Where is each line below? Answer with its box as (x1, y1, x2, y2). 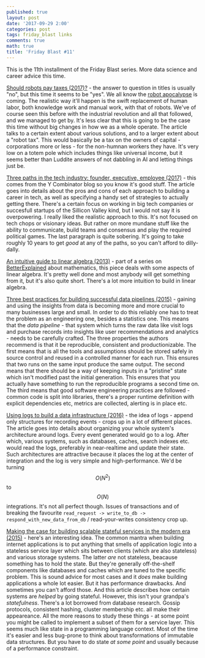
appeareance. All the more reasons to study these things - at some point (6, 612, 190, 619)
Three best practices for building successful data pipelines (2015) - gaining (6, 295, 196, 303)
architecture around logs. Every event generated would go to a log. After (6, 431, 189, 438)
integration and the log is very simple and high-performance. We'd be (6, 457, 182, 464)
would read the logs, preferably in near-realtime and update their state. (6, 444, 185, 451)
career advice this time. (6, 72, 66, 80)
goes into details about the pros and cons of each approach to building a (6, 187, 190, 194)
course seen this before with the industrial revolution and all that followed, (6, 110, 193, 117)
